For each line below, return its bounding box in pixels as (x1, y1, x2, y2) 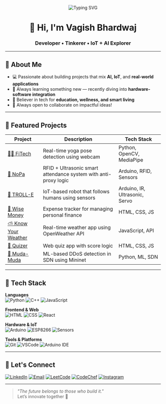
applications (12, 81, 39, 87)
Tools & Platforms (5, 336, 42, 342)
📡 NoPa (7, 171, 25, 178)
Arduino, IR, (118, 185, 146, 192)
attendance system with (42, 171, 99, 178)
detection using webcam (42, 154, 100, 161)
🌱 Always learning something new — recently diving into (12, 86, 127, 92)
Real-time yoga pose (42, 147, 92, 154)
